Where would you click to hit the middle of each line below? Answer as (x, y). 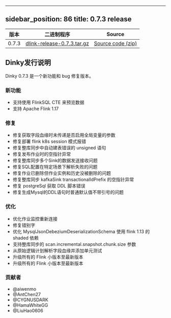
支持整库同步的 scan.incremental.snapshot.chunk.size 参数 (74, 244)
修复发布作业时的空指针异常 (42, 154)
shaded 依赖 (26, 238)
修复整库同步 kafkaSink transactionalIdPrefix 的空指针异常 (73, 180)
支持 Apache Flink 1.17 (36, 108)
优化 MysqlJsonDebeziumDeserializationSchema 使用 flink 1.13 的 (81, 231)
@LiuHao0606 (28, 310)
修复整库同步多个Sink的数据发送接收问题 (55, 161)
